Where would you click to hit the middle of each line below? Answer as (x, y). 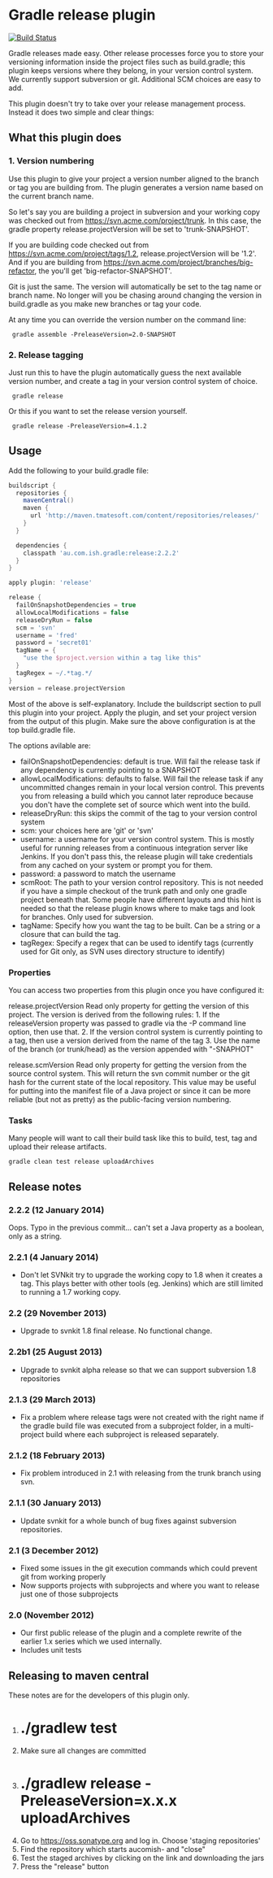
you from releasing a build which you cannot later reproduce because (136, 795)
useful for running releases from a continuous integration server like (134, 847)
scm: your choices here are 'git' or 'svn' (87, 830)
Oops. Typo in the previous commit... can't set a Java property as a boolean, (136, 1227)
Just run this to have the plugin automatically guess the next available (125, 373)
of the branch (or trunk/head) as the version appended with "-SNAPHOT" (131, 1049)
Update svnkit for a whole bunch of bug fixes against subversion (128, 1521)
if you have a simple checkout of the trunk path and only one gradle (134, 891)
